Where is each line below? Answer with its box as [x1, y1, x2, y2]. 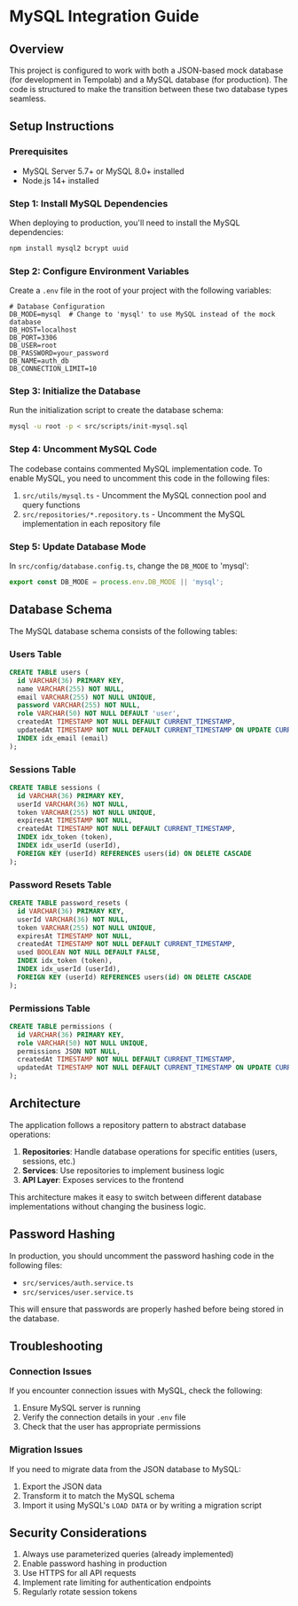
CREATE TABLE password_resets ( [9, 898, 129, 907]
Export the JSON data [21, 1481, 102, 1492]
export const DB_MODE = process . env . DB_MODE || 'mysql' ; [9, 577, 224, 586]
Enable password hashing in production [21, 1558, 167, 1569]
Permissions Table [9, 1002, 91, 1015]
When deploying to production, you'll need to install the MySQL [9, 217, 241, 228]
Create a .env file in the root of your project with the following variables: [9, 286, 272, 296]
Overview [9, 42, 65, 57]
